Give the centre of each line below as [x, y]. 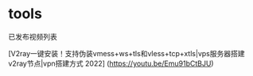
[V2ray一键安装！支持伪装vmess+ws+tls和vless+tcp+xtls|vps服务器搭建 [127, 53]
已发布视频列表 [33, 36]
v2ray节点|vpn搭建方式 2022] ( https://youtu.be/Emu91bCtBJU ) [111, 63]
